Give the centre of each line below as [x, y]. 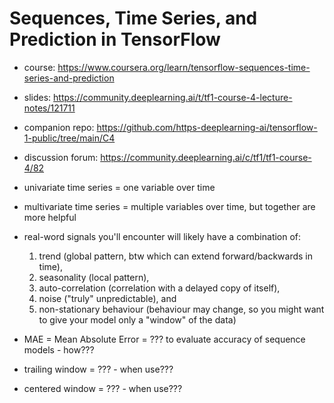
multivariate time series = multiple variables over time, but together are [169, 206]
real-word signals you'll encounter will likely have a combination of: [162, 236]
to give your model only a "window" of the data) [137, 319]
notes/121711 [49, 108]
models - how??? [59, 349]
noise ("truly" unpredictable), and [107, 298]
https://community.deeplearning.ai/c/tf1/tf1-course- [206, 157]
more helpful [50, 217]
